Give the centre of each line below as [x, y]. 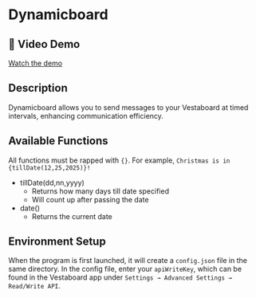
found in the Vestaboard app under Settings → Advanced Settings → [120, 277]
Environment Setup [57, 242]
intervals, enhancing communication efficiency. [86, 116]
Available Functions [59, 141]
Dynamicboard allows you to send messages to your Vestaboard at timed [128, 107]
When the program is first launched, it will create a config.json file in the [128, 261]
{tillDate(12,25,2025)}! [49, 168]
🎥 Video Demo [44, 44]
